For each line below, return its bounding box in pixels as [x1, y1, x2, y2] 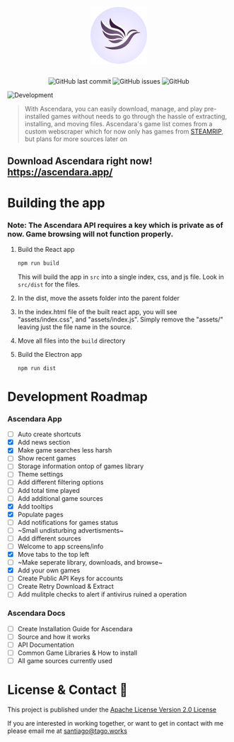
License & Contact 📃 [7, 682, 129, 698]
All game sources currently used [17, 656, 113, 665]
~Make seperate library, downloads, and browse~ [17, 558, 163, 567]
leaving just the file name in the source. [17, 322, 133, 331]
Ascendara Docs [7, 609, 66, 619]
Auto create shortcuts [17, 430, 81, 438]
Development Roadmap [7, 389, 148, 404]
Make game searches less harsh [17, 446, 112, 455]
